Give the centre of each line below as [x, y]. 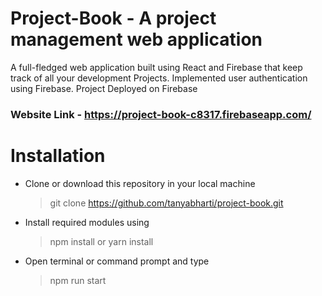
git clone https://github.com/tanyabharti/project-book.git [166, 203]
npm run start [78, 280]
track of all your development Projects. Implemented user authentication [159, 78]
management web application [136, 39]
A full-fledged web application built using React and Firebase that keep [156, 67]
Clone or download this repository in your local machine [140, 183]
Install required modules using [87, 222]
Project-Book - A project [113, 18]
